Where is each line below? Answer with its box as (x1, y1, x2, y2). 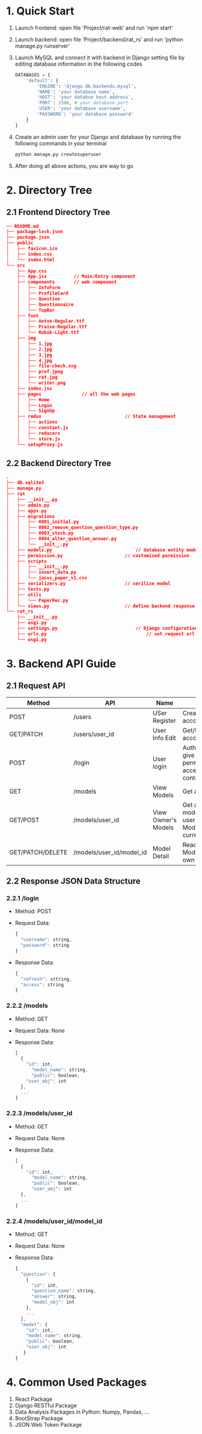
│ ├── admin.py (6, 502, 50, 508)
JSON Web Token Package (14, 1421, 82, 1428)
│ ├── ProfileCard (17, 290, 69, 296)
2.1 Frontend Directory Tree (6, 207, 111, 217)
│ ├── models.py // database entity (6, 547, 185, 553)
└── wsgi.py (17, 637, 47, 643)
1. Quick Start (6, 4, 75, 18)
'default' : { (26, 77, 59, 84)
